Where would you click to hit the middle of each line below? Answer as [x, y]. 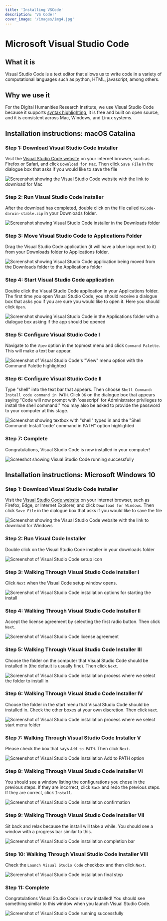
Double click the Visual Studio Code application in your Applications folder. [82, 291]
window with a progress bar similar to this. [49, 831]
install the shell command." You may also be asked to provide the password [83, 405]
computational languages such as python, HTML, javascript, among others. [82, 79]
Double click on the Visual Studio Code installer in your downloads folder [80, 549]
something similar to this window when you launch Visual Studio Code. [78, 904]
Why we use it [27, 95]
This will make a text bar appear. [39, 351]
